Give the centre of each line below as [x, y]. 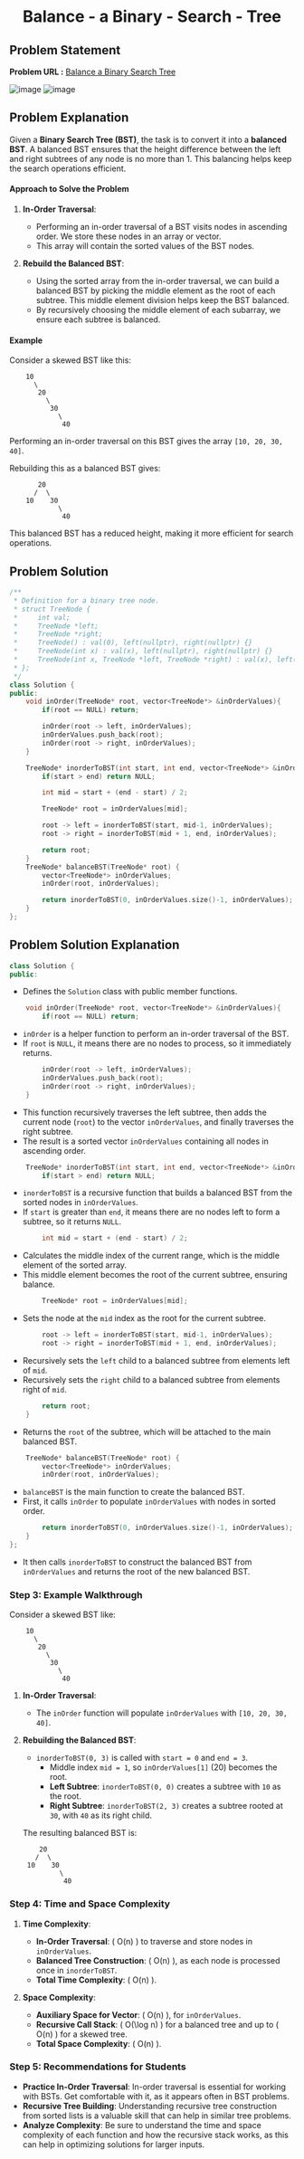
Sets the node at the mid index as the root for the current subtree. [144, 1318]
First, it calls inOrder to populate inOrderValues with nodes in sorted [149, 1502]
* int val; [42, 617]
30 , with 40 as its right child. [100, 1815]
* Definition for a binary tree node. [86, 600]
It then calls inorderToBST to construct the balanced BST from [137, 1562]
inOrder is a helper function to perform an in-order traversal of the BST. [156, 1034]
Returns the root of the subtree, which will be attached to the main [147, 1431]
